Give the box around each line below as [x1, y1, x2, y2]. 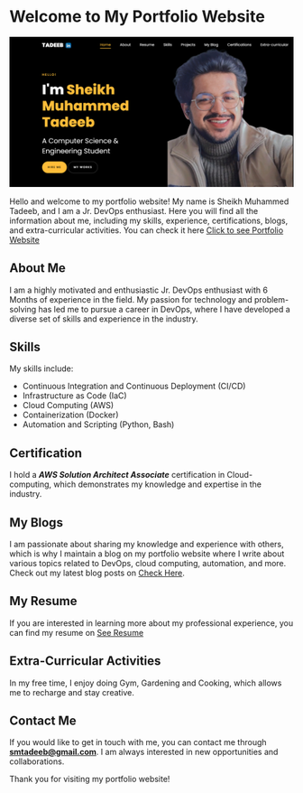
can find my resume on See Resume [9, 627, 144, 638]
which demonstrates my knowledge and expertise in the [53, 479, 262, 490]
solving [9, 303, 37, 314]
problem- [253, 294, 289, 304]
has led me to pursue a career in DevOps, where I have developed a [38, 303, 290, 314]
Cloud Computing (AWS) [22, 400, 115, 411]
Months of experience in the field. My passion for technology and [9, 294, 252, 304]
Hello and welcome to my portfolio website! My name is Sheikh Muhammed [9, 196, 289, 207]
